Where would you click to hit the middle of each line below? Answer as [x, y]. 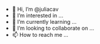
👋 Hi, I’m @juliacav [35, 9]
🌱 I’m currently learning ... [44, 22]
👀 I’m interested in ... [38, 15]
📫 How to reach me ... [40, 35]
